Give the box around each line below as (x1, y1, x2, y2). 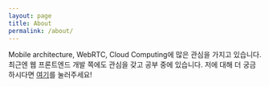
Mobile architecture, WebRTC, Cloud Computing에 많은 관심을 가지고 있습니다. (8, 50, 262, 60)
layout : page (8, 11, 52, 20)
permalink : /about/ (8, 27, 74, 35)
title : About (8, 19, 52, 27)
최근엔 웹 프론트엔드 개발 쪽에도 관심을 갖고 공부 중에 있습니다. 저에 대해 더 (8, 60, 242, 69)
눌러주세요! (57, 70, 92, 80)
